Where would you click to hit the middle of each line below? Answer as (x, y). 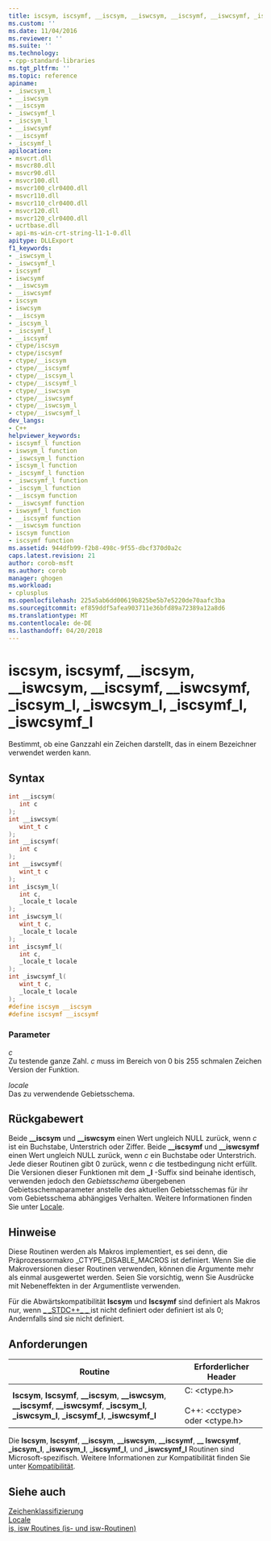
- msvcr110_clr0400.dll (48, 203)
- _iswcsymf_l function (48, 481)
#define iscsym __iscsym (50, 1006)
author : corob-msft (41, 563)
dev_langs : (27, 421)
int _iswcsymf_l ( (38, 977)
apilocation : (30, 151)
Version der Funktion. (44, 1069)
